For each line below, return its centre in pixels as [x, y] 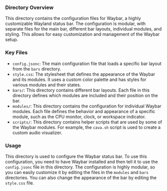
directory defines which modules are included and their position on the [85, 95]
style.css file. [20, 183]
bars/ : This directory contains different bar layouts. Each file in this [81, 90]
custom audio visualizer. [37, 132]
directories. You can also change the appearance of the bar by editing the [81, 177]
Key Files [16, 52]
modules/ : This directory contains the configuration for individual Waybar [87, 106]
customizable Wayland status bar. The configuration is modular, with [76, 23]
